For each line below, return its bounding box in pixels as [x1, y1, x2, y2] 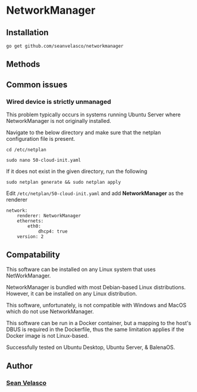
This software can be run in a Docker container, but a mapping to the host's [6, 319, 192, 326]
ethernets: [17, 218, 44, 224]
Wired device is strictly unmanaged [6, 97, 111, 106]
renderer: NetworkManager [17, 213, 82, 219]
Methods [6, 59, 40, 69]
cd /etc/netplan [6, 147, 46, 153]
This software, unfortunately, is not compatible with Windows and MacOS [6, 301, 186, 308]
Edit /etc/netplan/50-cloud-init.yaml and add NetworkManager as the [6, 190, 184, 197]
